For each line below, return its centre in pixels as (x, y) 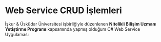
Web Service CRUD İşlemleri (63, 10)
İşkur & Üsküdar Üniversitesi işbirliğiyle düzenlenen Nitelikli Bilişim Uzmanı (81, 24)
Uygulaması (17, 34)
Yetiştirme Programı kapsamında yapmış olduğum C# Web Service (73, 29)
